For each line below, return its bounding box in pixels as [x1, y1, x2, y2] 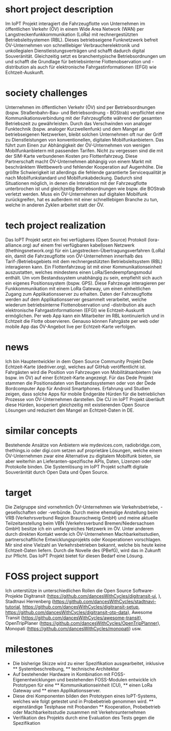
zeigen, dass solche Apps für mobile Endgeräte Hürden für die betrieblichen [5, 391, 166, 397]
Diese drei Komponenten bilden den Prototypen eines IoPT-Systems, [12, 693, 157, 699]
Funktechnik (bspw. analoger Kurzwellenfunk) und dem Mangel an [5, 126, 144, 132]
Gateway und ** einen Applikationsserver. [12, 687, 101, 693]
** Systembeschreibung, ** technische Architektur [12, 666, 119, 672]
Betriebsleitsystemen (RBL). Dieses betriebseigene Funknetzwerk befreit [5, 37, 158, 43]
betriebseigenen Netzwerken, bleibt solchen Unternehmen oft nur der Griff [5, 131, 162, 137]
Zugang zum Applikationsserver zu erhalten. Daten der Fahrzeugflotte [5, 291, 153, 297]
